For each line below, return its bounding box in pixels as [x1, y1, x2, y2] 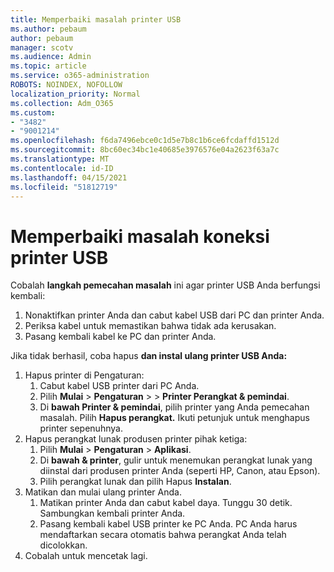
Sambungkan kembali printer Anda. [39, 507, 186, 520]
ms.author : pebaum [10, 24, 87, 34]
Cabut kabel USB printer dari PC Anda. [39, 380, 200, 392]
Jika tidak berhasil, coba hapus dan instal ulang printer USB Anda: [10, 350, 288, 362]
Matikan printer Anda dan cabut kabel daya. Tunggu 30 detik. [39, 497, 293, 509]
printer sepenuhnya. [39, 422, 123, 435]
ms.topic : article [10, 61, 87, 71]
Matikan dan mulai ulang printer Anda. [24, 486, 182, 498]
